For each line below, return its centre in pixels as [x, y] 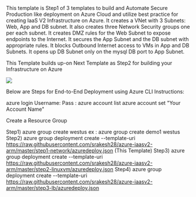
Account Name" [25, 109]
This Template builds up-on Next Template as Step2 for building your [89, 63]
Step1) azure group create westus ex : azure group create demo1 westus [93, 132]
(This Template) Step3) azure [150, 150]
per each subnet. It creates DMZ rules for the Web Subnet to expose [88, 33]
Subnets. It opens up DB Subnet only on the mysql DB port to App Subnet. [95, 52]
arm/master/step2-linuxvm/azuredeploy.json [60, 169]
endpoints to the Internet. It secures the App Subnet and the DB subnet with [97, 39]
